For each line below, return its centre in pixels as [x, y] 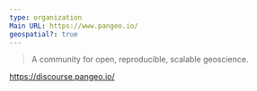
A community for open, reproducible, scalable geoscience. [140, 60]
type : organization [46, 17]
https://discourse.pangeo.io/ [62, 77]
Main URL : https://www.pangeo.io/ [74, 26]
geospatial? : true [44, 34]
